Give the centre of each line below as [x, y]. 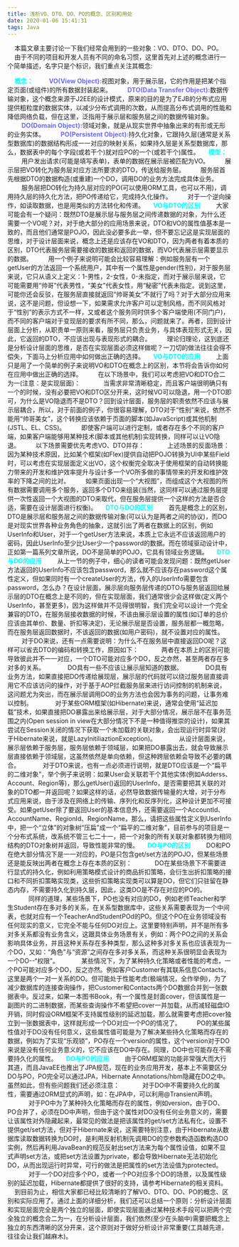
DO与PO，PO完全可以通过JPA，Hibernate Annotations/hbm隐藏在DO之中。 [118, 1076]
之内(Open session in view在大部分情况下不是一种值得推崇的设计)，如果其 [122, 721]
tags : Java [23, 27]
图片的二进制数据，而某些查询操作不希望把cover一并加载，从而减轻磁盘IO [121, 1005]
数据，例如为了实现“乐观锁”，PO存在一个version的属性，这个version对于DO [118, 1041]
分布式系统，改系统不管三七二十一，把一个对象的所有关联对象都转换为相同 [122, 837]
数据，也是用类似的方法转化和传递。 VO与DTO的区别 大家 [133, 205]
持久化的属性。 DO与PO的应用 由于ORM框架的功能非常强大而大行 [120, 1059]
